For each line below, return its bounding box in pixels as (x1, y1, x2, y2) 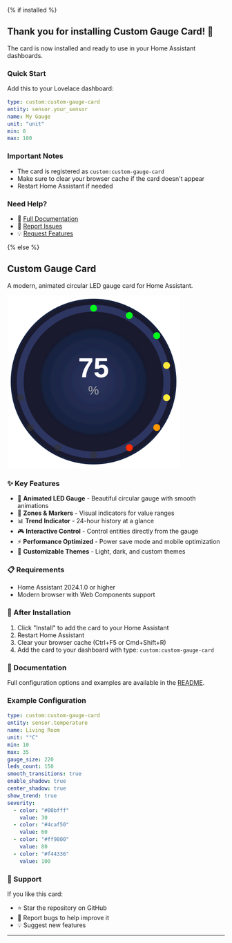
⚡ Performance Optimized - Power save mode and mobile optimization (17, 538, 220, 546)
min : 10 (7, 741, 30, 748)
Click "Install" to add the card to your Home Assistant (17, 623, 169, 632)
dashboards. (7, 51, 43, 59)
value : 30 (19, 814, 48, 821)
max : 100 (7, 135, 32, 142)
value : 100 (19, 857, 51, 865)
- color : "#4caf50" (13, 822, 70, 828)
